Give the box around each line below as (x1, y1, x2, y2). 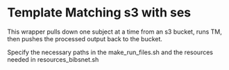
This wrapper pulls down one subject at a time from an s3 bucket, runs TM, (7, 27, 222, 36)
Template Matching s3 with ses (7, 5, 192, 21)
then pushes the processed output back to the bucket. (7, 34, 163, 43)
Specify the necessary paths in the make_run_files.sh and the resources (7, 48, 214, 56)
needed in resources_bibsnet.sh (7, 55, 99, 63)
